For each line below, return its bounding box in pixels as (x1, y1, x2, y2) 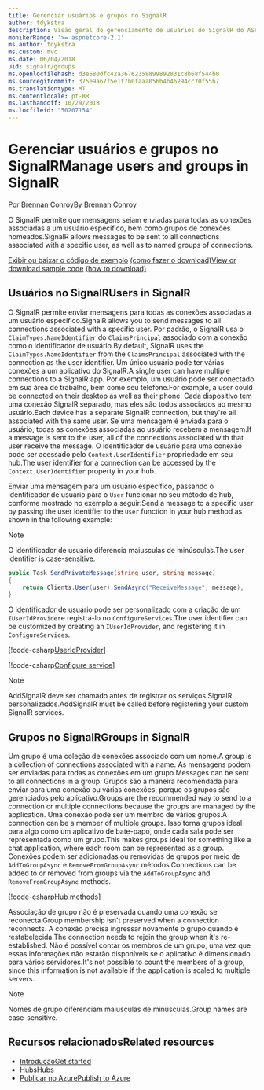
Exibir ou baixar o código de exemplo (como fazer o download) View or (8, 255, 237, 264)
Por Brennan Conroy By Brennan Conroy (8, 200, 137, 209)
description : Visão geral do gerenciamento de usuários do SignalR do (8, 26, 244, 34)
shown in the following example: (8, 514, 112, 524)
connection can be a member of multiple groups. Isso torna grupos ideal (8, 819, 243, 828)
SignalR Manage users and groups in (8, 157, 249, 175)
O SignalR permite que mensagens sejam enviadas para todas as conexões (8, 215, 252, 224)
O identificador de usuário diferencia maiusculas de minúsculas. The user (8, 545, 245, 554)
